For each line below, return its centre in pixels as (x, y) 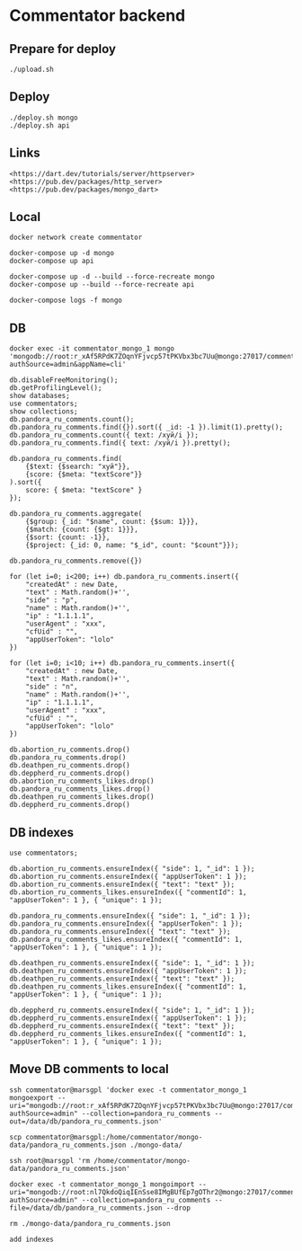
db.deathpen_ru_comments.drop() (70, 766)
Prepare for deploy (63, 49)
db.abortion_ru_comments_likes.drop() (82, 781)
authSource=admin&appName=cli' (68, 365)
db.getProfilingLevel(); (56, 388)
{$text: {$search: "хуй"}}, (78, 467)
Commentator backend (98, 16)
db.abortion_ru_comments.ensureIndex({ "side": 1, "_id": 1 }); (132, 869)
